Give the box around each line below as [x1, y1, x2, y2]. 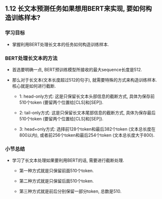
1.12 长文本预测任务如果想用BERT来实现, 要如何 [5, 4, 146, 13]
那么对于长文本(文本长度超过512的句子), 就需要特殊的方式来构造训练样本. [12, 77, 157, 83]
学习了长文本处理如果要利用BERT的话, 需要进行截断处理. [12, 157, 124, 164]
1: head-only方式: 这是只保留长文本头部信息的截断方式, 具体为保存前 [19, 93, 155, 99]
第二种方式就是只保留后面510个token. [19, 178, 94, 184]
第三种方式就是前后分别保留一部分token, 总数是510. [19, 188, 122, 194]
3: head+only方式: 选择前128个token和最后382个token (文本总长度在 [19, 126, 156, 132]
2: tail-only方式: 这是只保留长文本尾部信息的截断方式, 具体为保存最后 [19, 110, 156, 116]
